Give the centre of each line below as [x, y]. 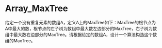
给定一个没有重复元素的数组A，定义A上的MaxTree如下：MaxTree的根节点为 [81, 22]
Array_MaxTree [37, 8]
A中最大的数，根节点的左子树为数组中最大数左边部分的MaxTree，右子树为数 [81, 28]
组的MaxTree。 [20, 40]
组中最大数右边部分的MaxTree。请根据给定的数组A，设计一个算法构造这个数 [81, 34]
